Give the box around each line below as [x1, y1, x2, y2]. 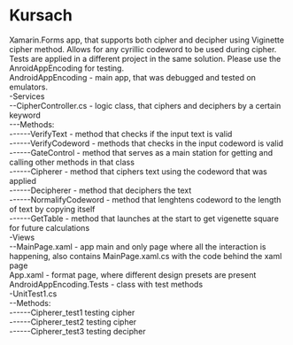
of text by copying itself [9, 203, 96, 214]
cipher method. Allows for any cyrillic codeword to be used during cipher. [9, 43, 277, 54]
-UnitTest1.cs [9, 288, 58, 299]
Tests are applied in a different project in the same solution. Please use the [9, 53, 281, 64]
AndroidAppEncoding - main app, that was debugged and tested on [9, 72, 257, 82]
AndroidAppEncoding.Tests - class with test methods [9, 279, 204, 289]
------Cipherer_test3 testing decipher [9, 326, 146, 336]
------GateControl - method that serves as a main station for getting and [9, 147, 274, 157]
